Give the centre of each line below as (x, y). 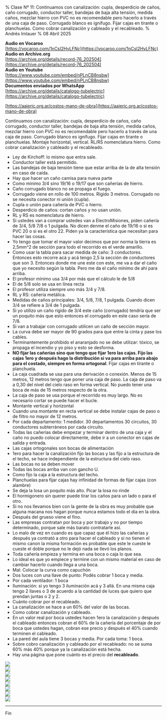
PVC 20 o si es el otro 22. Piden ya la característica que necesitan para (85, 231)
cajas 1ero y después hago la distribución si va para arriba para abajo (85, 358)
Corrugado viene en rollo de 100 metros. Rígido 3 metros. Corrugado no (86, 194)
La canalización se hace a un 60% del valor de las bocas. (71, 607)
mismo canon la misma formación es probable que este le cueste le (81, 543)
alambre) (21, 485)
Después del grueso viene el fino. (47, 517)
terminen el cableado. (35, 633)
